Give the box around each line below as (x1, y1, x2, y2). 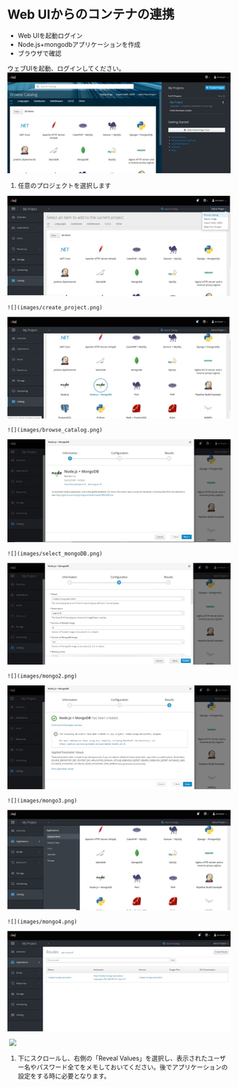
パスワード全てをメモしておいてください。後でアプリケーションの (36, 1063, 228, 1071)
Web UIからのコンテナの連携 (7, 6, 175, 23)
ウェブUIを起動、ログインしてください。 (7, 64, 125, 72)
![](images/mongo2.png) (7, 673, 78, 680)
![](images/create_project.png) (7, 304, 103, 311)
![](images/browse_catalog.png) (7, 426, 103, 434)
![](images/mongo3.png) (7, 798, 78, 805)
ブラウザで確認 (17, 49, 62, 57)
